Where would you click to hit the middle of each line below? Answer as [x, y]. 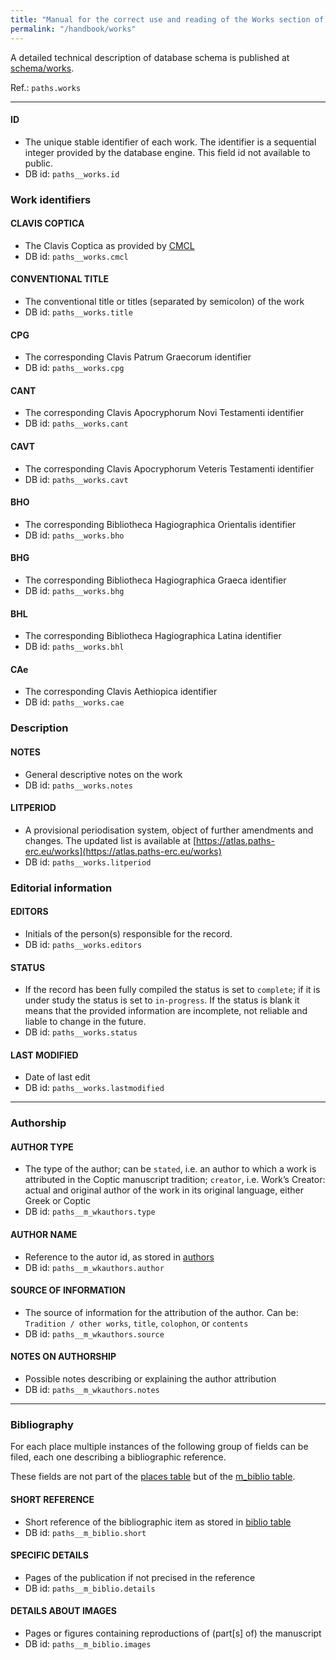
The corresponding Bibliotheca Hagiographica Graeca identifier [155, 580]
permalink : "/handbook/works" [73, 29]
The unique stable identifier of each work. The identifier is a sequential [170, 142]
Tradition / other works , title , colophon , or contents [136, 1323]
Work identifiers [51, 199]
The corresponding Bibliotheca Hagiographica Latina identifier [153, 636]
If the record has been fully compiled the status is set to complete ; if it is [172, 990]
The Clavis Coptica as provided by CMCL [109, 245]
